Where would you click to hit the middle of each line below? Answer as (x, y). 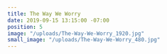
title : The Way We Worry (44, 14)
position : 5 (25, 27)
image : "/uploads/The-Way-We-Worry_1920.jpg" (76, 33)
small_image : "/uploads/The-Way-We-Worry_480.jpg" (84, 40)
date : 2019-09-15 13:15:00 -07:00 (59, 20)
